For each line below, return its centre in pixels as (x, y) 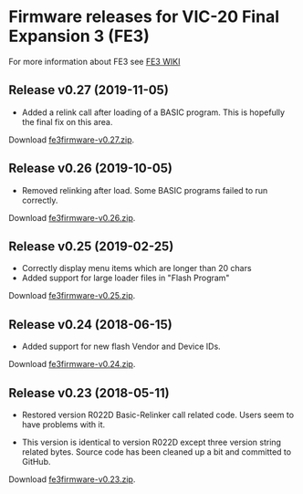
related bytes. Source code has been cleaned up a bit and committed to (157, 452)
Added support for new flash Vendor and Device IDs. (121, 347)
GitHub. (36, 462)
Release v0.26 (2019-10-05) (90, 168)
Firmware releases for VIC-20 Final (144, 17)
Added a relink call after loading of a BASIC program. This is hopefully (153, 112)
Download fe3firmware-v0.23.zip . (72, 479)
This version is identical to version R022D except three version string (151, 442)
